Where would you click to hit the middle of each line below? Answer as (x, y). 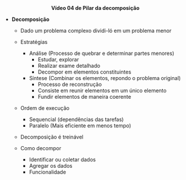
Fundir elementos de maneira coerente (85, 97)
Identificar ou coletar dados (62, 160)
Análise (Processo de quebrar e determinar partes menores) (101, 53)
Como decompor (41, 148)
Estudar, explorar (58, 59)
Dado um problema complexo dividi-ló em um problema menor (96, 31)
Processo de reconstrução (70, 84)
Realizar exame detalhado (69, 66)
